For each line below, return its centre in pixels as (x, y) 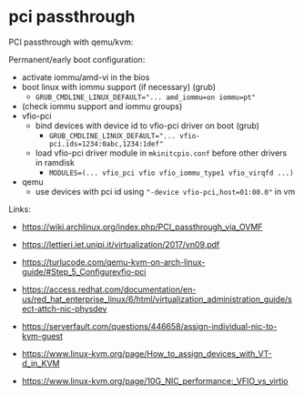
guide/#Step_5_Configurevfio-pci (84, 271)
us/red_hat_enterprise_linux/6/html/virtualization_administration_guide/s (157, 299)
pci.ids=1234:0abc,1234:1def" (106, 144)
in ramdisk (55, 162)
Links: (20, 209)
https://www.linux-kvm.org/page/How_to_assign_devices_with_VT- (147, 353)
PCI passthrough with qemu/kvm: (71, 42)
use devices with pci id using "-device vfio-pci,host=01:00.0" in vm (165, 191)
